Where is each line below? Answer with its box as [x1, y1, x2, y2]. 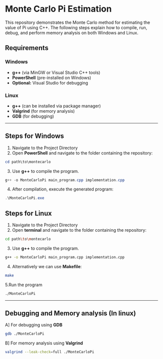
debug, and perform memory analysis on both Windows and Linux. [5, 30, 139, 35]
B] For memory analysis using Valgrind [5, 340, 83, 346]
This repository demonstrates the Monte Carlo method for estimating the [5, 19, 150, 25]
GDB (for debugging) [12, 113, 54, 119]
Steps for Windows [5, 132, 65, 140]
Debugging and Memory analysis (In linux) [5, 309, 136, 318]
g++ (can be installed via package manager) [12, 103, 101, 109]
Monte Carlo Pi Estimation [5, 3, 112, 15]
